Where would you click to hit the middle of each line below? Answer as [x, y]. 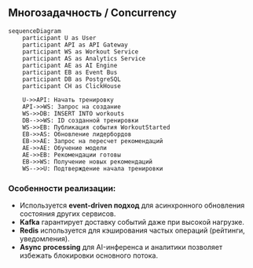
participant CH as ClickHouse [72, 86]
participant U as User [59, 38]
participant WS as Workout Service [81, 51]
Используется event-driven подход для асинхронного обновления [132, 206]
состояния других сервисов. [68, 214]
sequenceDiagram [35, 31]
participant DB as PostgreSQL [72, 79]
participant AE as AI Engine [70, 65]
